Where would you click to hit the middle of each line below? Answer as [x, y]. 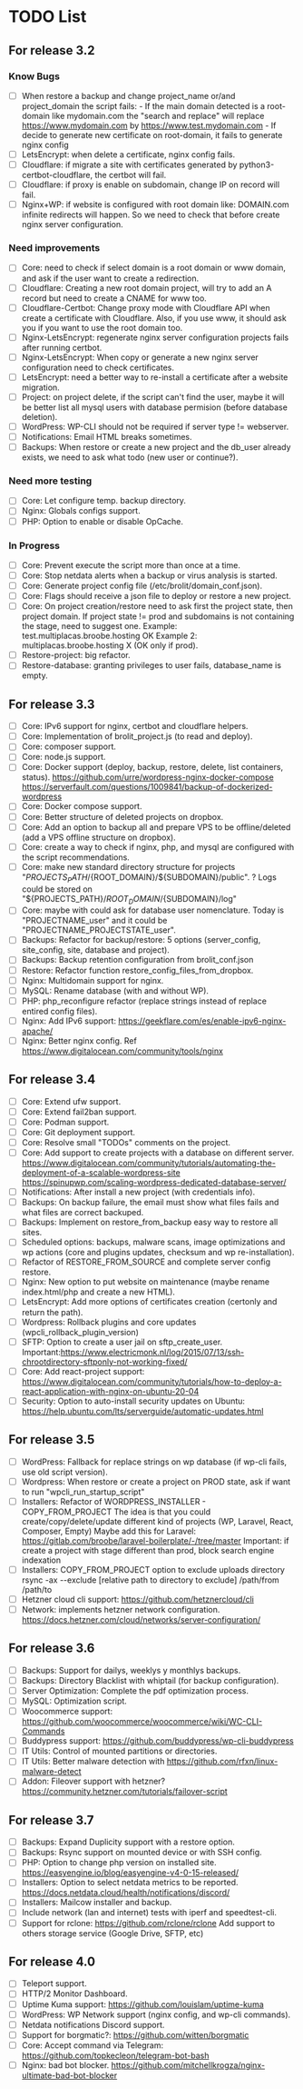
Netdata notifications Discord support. [93, 2024]
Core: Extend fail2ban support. [79, 1112]
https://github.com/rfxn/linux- [222, 1762]
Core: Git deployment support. [78, 1132]
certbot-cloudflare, [57, 175]
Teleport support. [54, 1984]
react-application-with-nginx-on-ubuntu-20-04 [110, 1391]
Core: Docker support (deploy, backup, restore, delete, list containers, [152, 767]
